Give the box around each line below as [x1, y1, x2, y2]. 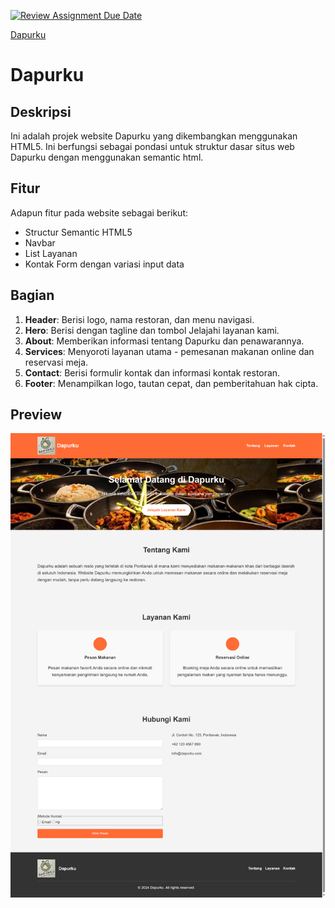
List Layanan [24, 247, 78, 259]
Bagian [10, 287, 55, 304]
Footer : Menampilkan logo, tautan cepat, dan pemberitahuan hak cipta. [24, 377, 319, 389]
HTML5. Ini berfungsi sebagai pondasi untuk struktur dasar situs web [10, 141, 295, 152]
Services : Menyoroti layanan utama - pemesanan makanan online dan [24, 345, 315, 357]
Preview [10, 406, 63, 424]
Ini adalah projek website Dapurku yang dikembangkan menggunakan [10, 130, 298, 142]
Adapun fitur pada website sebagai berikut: [10, 206, 188, 219]
